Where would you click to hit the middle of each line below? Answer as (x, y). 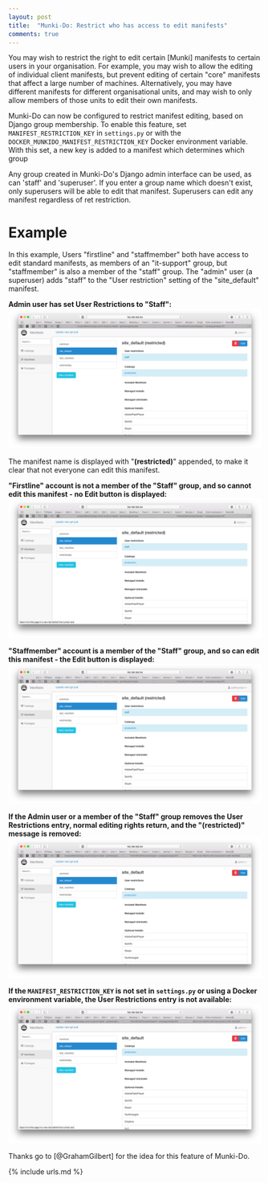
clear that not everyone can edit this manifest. (84, 469)
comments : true (34, 34)
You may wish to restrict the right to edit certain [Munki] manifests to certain (134, 58)
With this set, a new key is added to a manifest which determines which (126, 150)
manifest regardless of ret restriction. (70, 200)
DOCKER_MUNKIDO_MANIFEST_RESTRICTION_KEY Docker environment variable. (128, 141)
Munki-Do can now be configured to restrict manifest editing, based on (126, 116)
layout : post (30, 17)
